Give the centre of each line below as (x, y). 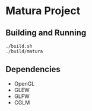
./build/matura (24, 51)
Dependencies (33, 69)
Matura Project (43, 11)
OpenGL (24, 83)
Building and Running (46, 33)
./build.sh (19, 46)
